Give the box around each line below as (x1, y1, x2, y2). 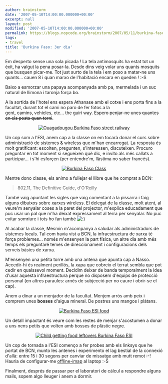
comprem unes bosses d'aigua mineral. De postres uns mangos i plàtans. (5, 298, 157, 304)
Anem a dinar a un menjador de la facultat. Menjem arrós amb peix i (5, 292, 145, 298)
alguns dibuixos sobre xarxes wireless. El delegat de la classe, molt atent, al (5, 200, 161, 206)
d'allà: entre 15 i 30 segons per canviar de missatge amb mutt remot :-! (5, 352, 151, 358)
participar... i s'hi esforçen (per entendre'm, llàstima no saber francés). (5, 156, 151, 162)
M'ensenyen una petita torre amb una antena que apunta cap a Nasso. (5, 256, 150, 262)
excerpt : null (5, 17, 35, 22)
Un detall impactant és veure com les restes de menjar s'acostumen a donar (5, 317, 162, 323)
